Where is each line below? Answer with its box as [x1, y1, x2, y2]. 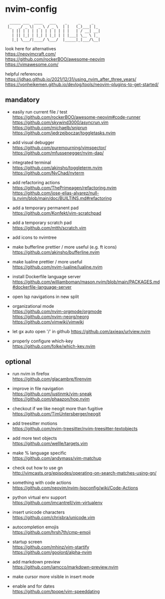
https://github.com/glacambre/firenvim [12, 376, 92, 382]
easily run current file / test [12, 109, 68, 114]
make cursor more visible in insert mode [12, 573, 95, 579]
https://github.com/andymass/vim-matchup [12, 455, 101, 461]
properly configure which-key [12, 338, 73, 344]
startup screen [12, 539, 42, 545]
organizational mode [12, 303, 54, 309]
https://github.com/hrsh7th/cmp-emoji [12, 529, 91, 535]
